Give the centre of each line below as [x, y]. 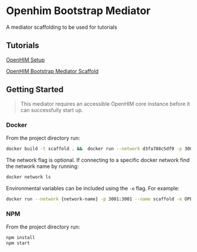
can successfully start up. [52, 110]
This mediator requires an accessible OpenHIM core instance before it [105, 103]
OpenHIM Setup [26, 59]
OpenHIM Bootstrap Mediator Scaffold [52, 71]
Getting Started [35, 90]
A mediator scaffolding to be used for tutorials [62, 27]
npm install [21, 237]
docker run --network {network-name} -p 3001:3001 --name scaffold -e [94, 199]
